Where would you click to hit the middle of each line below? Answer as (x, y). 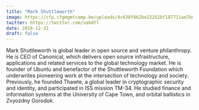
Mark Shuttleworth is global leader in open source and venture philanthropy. (99, 50)
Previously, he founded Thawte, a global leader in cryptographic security (95, 82)
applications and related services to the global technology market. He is (94, 63)
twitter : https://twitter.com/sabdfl (53, 22)
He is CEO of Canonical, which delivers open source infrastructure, (88, 57)
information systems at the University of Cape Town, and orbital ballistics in (98, 95)
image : (14, 17)
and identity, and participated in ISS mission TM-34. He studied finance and (99, 88)
